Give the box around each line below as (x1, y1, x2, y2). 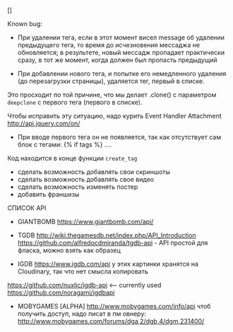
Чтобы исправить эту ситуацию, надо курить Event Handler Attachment (7, 112, 222, 120)
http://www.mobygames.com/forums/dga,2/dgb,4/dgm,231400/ (17, 317, 205, 325)
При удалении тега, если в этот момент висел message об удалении (17, 33, 225, 42)
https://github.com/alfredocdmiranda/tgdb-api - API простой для (17, 239, 208, 247)
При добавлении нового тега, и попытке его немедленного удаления (17, 70, 227, 78)
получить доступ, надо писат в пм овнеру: (17, 309, 147, 318)
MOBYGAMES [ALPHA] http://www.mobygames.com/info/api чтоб (17, 302, 211, 310)
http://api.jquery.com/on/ (7, 119, 80, 128)
